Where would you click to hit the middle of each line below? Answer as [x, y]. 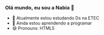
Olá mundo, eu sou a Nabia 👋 [40, 8]
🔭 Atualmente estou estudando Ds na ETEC [55, 18]
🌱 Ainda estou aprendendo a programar [52, 23]
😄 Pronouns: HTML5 [33, 28]
